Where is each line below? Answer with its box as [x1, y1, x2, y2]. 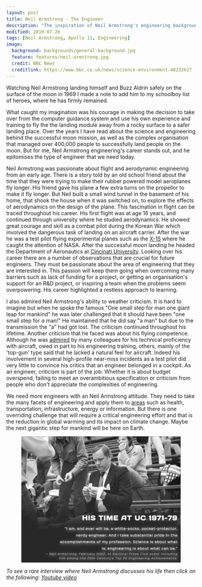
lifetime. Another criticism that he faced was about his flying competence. [6, 329, 189, 336]
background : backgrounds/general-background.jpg [11, 48, 136, 54]
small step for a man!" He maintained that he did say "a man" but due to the [6, 317, 194, 324]
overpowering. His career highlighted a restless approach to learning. [6, 286, 179, 293]
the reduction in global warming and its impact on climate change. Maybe [6, 418, 188, 425]
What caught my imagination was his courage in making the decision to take [6, 108, 195, 115]
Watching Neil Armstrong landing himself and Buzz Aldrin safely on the [6, 84, 182, 91]
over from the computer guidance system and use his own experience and [6, 115, 191, 122]
